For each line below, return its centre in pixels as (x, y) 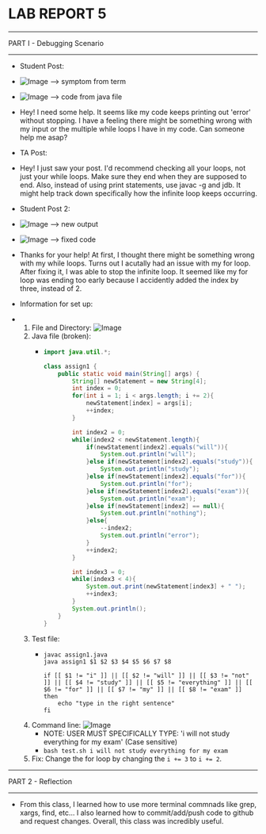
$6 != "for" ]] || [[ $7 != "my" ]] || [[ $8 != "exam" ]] (143, 689)
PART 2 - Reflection (40, 781)
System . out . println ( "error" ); (150, 536)
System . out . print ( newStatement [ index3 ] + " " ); (166, 587)
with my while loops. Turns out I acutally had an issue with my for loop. (135, 263)
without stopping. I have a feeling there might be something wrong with (136, 121)
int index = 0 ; (97, 388)
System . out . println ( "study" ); (150, 469)
